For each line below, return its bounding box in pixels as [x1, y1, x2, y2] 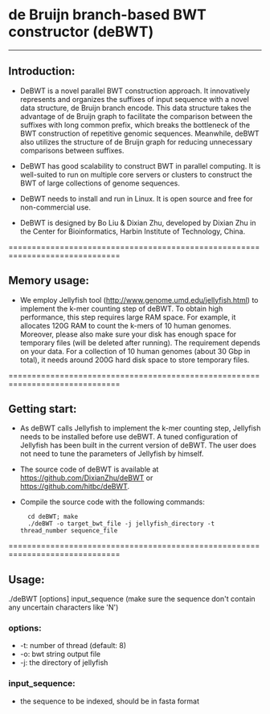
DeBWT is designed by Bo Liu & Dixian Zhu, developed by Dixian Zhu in [19, 218, 256, 227]
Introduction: [8, 64, 76, 78]
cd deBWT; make [27, 512, 79, 521]
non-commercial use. [19, 202, 91, 212]
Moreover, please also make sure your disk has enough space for [19, 329, 237, 339]
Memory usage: [8, 274, 90, 288]
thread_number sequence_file [19, 527, 118, 535]
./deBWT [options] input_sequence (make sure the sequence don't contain [8, 594, 256, 604]
